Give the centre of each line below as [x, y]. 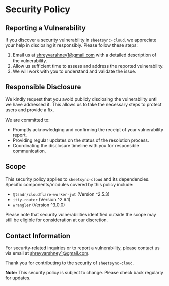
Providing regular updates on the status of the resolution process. [81, 140]
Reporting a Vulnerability [45, 28]
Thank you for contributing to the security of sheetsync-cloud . [70, 263]
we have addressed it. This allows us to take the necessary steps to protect [83, 104]
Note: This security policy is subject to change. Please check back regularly [84, 273]
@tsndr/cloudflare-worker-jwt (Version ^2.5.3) [61, 194]
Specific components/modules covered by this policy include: [69, 184]
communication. [29, 151]
